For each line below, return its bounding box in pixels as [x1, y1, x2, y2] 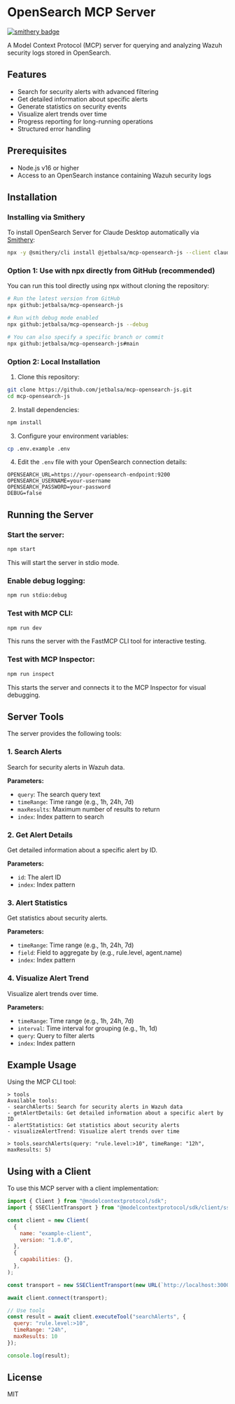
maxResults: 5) [7, 1147, 52, 1154]
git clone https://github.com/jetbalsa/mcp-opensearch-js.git [7, 386, 192, 393]
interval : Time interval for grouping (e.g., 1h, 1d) [17, 1024, 158, 1032]
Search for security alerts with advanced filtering [17, 87, 159, 95]
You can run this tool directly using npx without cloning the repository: [7, 282, 210, 290]
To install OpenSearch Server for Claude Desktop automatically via [7, 229, 199, 237]
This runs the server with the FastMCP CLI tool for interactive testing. [7, 637, 206, 646]
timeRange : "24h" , [13, 1326, 68, 1334]
